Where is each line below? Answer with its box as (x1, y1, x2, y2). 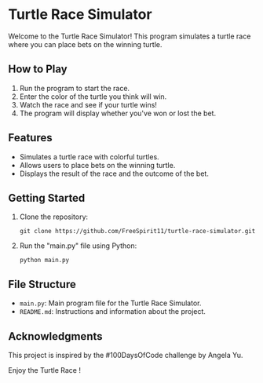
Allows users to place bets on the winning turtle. (19, 160, 176, 170)
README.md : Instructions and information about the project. (19, 307, 206, 316)
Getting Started (8, 191, 86, 205)
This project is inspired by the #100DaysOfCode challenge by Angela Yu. (8, 351, 243, 359)
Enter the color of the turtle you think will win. (19, 92, 167, 101)
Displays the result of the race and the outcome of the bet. (19, 169, 210, 178)
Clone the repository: (19, 212, 89, 221)
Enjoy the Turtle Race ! (8, 366, 81, 374)
